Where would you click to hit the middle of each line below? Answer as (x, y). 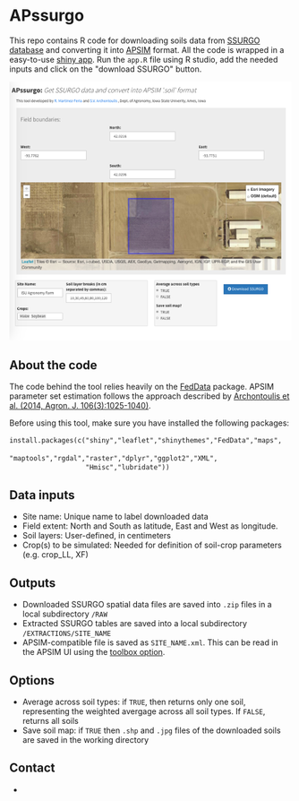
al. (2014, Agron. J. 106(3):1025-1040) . (80, 406)
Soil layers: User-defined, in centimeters (97, 536)
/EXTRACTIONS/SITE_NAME (67, 634)
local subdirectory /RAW (65, 614)
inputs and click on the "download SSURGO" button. (106, 69)
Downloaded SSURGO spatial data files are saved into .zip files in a (147, 605)
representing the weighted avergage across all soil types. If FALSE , (144, 711)
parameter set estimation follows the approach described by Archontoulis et (149, 396)
